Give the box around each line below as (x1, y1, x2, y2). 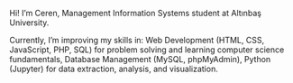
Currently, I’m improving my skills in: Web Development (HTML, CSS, (9, 35, 264, 45)
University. (9, 17, 50, 28)
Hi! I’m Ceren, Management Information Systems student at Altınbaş (9, 8, 261, 18)
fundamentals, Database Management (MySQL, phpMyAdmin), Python (9, 54, 271, 64)
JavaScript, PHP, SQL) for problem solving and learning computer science (9, 44, 285, 55)
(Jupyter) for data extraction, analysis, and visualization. (9, 63, 218, 74)
